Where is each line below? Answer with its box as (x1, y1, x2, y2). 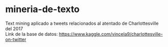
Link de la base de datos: (5, 31, 58, 37)
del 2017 (5, 25, 23, 31)
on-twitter (5, 36, 26, 42)
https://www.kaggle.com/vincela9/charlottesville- (59, 31, 163, 37)
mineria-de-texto (5, 4, 80, 15)
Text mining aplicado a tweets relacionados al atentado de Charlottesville (5, 20, 159, 26)
